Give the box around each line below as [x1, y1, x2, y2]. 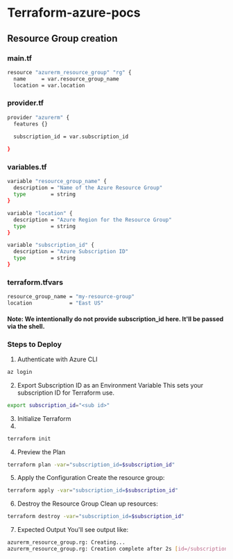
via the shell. [7, 322, 45, 330]
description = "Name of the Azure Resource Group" [13, 184, 163, 191]
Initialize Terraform [17, 414, 71, 422]
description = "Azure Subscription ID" [13, 248, 129, 255]
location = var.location [13, 82, 85, 89]
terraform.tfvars [7, 277, 64, 287]
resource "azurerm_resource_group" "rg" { [7, 69, 132, 76]
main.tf [7, 53, 33, 63]
